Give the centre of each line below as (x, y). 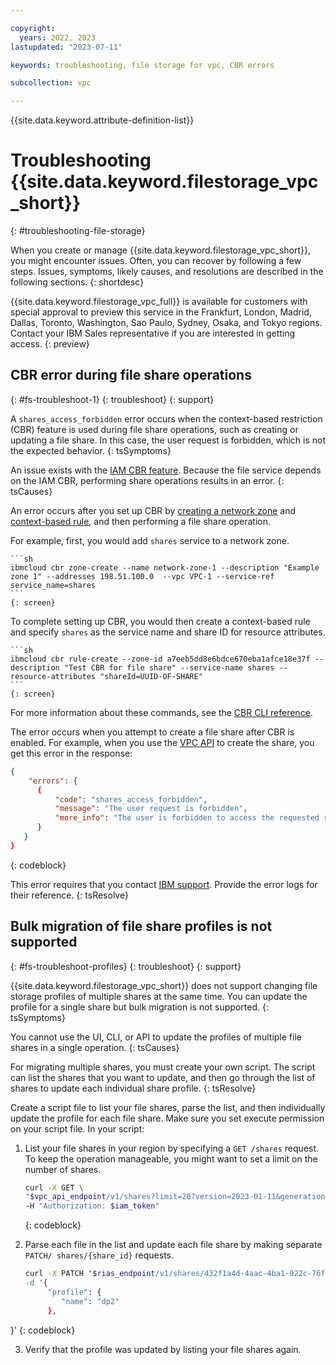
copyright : (33, 28)
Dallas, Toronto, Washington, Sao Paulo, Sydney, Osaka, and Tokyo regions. (166, 323)
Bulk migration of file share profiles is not (141, 926)
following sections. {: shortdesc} (77, 282)
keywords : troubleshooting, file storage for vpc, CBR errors (142, 65)
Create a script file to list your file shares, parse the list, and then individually (168, 1107)
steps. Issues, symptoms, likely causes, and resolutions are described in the (167, 272)
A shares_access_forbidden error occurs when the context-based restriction (166, 418)
